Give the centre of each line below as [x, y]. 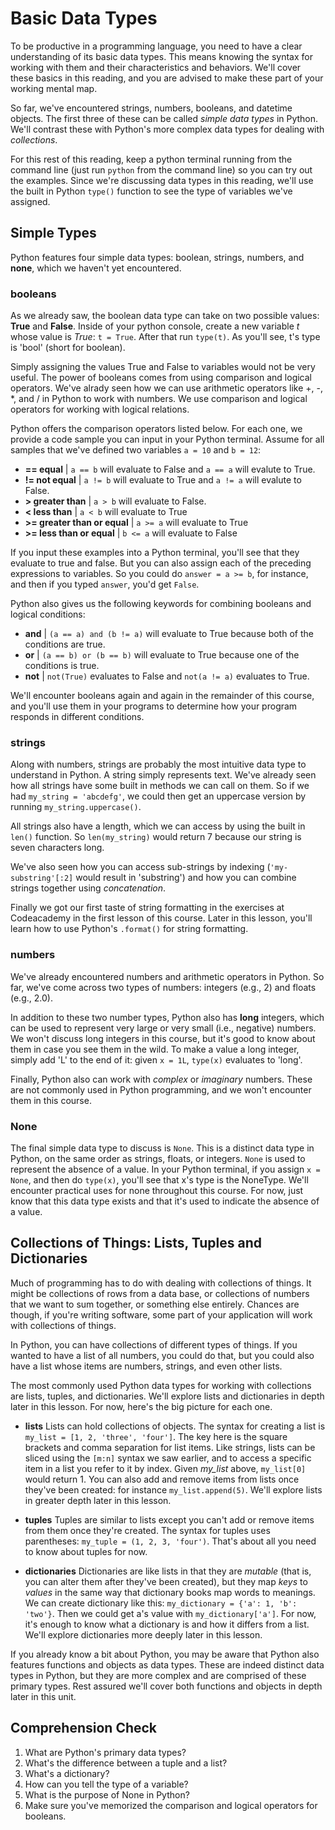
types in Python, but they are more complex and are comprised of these [158, 1675]
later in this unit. [43, 1696]
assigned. [30, 201]
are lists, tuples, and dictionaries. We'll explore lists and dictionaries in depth [167, 1396]
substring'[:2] [42, 878]
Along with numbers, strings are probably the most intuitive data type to [158, 764]
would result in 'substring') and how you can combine [186, 878]
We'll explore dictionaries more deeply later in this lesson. [143, 1634]
